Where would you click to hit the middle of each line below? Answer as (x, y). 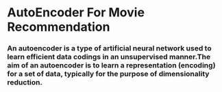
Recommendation (59, 27)
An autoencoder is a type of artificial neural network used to (109, 48)
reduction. (25, 82)
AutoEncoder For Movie (76, 13)
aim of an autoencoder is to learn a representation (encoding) (111, 65)
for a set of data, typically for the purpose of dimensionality (108, 74)
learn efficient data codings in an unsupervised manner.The (109, 57)
